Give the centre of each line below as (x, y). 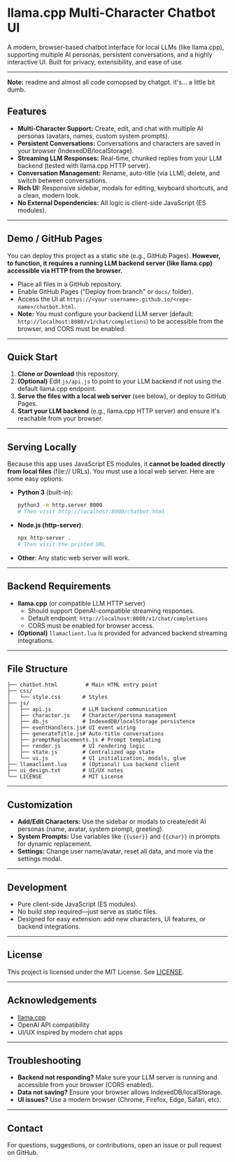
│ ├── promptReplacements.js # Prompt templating (84, 740)
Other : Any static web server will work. (74, 558)
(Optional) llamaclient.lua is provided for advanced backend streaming (122, 633)
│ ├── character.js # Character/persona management (92, 716)
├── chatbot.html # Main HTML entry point (83, 685)
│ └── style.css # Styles (58, 697)
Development (37, 887)
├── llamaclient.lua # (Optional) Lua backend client (93, 765)
